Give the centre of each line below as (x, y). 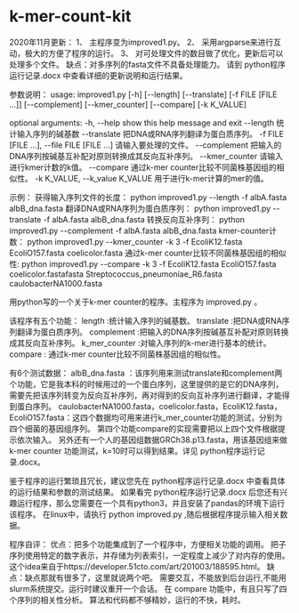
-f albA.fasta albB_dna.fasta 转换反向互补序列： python (144, 219)
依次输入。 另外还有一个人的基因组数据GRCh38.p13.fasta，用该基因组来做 (152, 440)
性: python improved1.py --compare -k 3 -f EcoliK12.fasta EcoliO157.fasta (143, 263)
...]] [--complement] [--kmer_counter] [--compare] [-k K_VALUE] (128, 104)
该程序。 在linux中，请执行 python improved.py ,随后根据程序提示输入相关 (145, 514)
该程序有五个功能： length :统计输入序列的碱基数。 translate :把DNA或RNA (145, 320)
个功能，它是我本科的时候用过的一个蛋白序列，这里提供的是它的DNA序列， (146, 383)
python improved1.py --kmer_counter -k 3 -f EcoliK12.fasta (134, 241)
